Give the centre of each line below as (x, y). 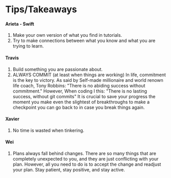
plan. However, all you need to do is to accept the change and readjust (87, 164)
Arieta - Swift (20, 24)
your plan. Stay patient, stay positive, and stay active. (69, 170)
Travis (12, 58)
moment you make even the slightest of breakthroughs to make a (81, 102)
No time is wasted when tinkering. (48, 130)
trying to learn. (28, 46)
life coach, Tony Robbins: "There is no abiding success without (79, 85)
